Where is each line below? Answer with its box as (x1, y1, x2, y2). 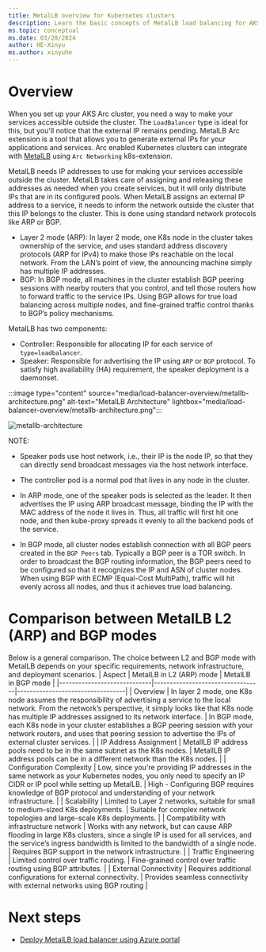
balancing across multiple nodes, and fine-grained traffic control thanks (19, 299, 255, 310)
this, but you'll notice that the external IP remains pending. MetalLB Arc (8, 125, 240, 135)
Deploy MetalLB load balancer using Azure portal (19, 935, 180, 944)
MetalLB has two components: (8, 323, 108, 333)
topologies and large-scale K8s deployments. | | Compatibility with (8, 813, 226, 823)
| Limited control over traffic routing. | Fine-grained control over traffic (8, 855, 237, 865)
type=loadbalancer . (19, 347, 83, 357)
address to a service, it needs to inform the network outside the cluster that (8, 200, 255, 210)
